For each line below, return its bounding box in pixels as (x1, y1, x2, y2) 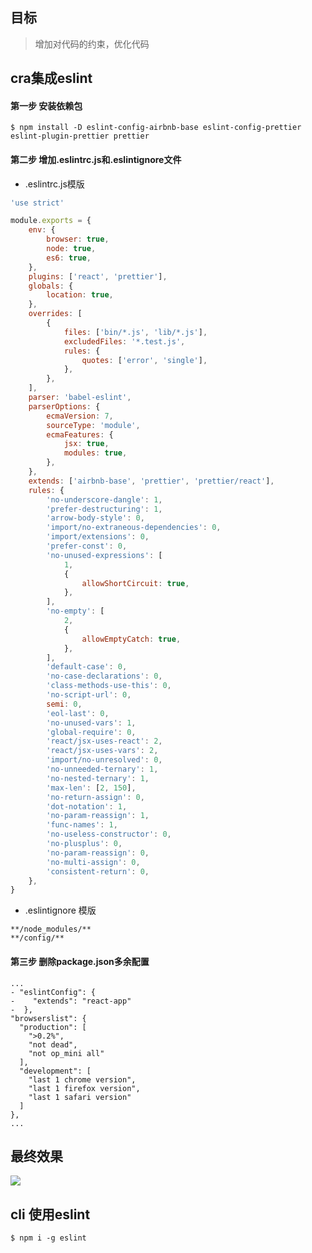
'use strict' (10, 198, 65, 208)
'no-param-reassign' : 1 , (46, 811, 150, 821)
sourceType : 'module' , (46, 420, 141, 430)
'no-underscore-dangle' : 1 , (46, 494, 163, 505)
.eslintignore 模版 (24, 904, 97, 917)
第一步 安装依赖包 (10, 99, 83, 112)
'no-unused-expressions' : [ (46, 550, 163, 560)
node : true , (46, 244, 97, 254)
